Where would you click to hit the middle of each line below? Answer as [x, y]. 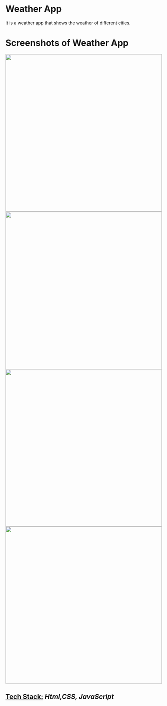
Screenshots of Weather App [67, 43]
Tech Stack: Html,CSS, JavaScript [60, 697]
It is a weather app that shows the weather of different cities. [68, 23]
